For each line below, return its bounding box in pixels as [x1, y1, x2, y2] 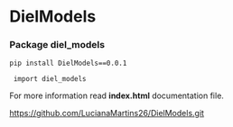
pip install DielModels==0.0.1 [9, 59, 127, 68]
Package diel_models [9, 39, 106, 51]
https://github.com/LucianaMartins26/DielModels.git [9, 108, 205, 119]
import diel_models [13, 75, 88, 84]
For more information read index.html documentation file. [9, 90, 224, 101]
